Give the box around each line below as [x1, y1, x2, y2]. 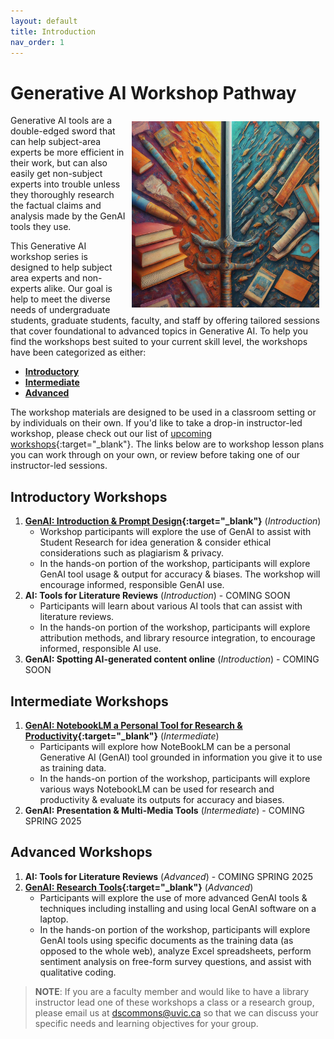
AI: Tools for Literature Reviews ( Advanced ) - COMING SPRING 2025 [24, 870, 314, 882]
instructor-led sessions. [10, 460, 108, 472]
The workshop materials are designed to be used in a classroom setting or [10, 406, 317, 419]
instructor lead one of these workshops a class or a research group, [34, 996, 315, 1008]
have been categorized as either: [10, 346, 147, 359]
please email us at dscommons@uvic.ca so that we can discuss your [34, 1006, 319, 1019]
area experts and [10, 272, 81, 284]
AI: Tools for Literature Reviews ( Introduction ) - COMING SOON [24, 590, 291, 602]
